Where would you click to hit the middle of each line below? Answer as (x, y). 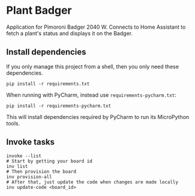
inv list (17, 166)
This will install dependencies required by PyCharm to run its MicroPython (98, 117)
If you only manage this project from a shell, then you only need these (92, 66)
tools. (13, 123)
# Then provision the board (41, 171)
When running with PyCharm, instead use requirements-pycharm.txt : (91, 95)
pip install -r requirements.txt (48, 84)
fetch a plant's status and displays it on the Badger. (70, 33)
